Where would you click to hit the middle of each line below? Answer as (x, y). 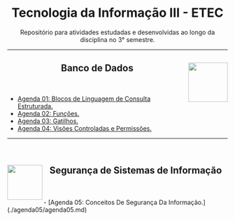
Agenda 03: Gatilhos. (48, 121)
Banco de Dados (97, 68)
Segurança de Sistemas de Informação (136, 170)
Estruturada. (35, 106)
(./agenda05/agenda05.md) (47, 209)
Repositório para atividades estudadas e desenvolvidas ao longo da (117, 32)
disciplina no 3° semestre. (117, 39)
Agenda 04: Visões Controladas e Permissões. (84, 128)
